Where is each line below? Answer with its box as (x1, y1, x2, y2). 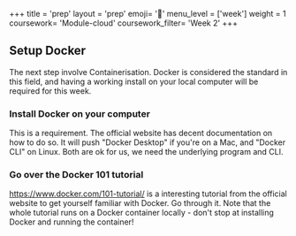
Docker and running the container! (9, 217, 134, 227)
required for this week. (9, 85, 92, 96)
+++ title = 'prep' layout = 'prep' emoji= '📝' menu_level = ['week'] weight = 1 (9, 9, 286, 19)
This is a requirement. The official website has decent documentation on (9, 128, 273, 139)
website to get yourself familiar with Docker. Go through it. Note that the (9, 198, 271, 209)
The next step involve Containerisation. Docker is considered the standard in (9, 66, 288, 77)
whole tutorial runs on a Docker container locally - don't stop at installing (9, 208, 274, 218)
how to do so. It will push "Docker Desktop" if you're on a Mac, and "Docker (9, 137, 285, 148)
